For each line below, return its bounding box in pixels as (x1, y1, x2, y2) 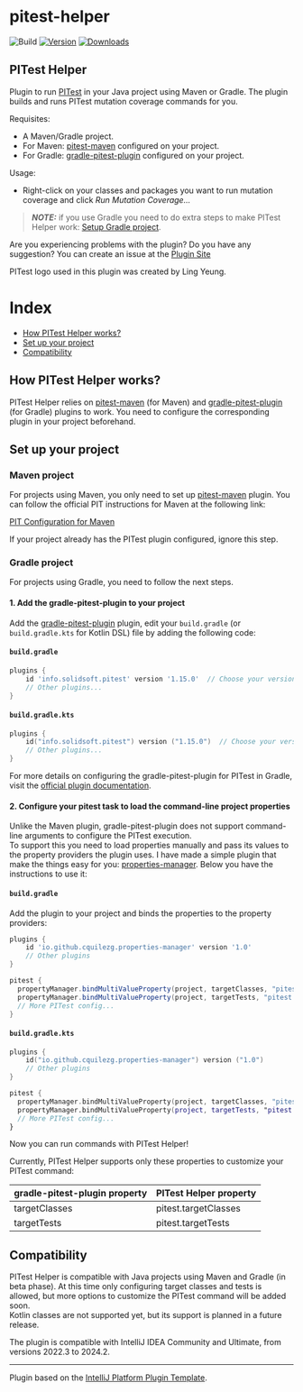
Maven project (9, 469, 75, 481)
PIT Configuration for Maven (9, 517, 115, 527)
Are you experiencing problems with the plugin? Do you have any (9, 239, 252, 250)
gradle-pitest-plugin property (14, 1187, 148, 1200)
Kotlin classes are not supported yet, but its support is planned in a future (9, 1310, 282, 1321)
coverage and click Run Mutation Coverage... (22, 194, 191, 205)
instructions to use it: (9, 868, 87, 880)
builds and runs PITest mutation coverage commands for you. (9, 96, 238, 106)
